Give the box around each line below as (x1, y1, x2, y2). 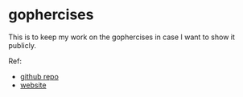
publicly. (8, 40, 36, 50)
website (19, 80, 47, 90)
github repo (19, 71, 59, 81)
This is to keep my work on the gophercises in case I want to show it (8, 32, 236, 42)
